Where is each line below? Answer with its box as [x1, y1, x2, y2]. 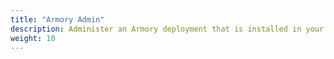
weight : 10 [10, 33, 56, 43]
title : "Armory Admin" [10, 14, 105, 25]
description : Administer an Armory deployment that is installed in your [10, 24, 325, 34]
